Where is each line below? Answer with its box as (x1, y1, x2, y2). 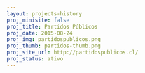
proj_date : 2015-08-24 (6, 29, 73, 37)
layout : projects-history (6, 10, 82, 17)
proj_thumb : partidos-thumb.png (6, 42, 101, 49)
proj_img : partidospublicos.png (6, 36, 101, 43)
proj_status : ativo (6, 56, 64, 63)
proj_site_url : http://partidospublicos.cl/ (6, 49, 139, 56)
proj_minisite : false (6, 17, 70, 24)
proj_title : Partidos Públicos (6, 23, 98, 30)
